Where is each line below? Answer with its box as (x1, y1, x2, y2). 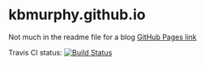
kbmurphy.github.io (8, 6, 146, 24)
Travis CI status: (8, 47, 62, 57)
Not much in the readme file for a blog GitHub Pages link (8, 32, 197, 42)
